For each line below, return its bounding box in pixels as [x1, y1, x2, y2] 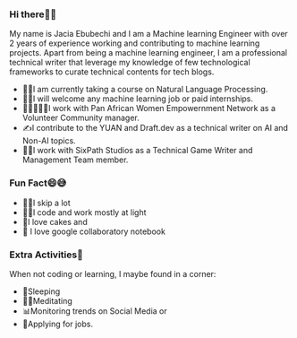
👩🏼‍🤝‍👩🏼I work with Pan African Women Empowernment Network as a [21, 103, 276, 114]
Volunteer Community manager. [21, 112, 140, 124]
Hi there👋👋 [9, 8, 56, 21]
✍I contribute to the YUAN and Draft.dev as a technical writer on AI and [21, 123, 289, 134]
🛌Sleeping [21, 286, 61, 297]
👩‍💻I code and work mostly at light [21, 206, 147, 218]
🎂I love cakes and [21, 216, 88, 227]
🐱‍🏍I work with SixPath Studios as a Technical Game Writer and [21, 145, 253, 156]
